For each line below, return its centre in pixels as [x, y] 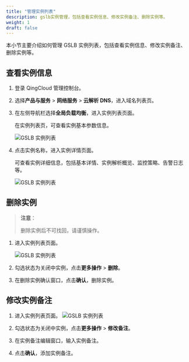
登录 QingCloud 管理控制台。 [49, 88]
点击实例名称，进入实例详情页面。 [55, 151]
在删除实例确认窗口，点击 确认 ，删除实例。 [66, 280]
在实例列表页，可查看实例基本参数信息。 [63, 125]
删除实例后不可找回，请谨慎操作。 [61, 230]
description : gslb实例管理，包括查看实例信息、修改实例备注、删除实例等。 [87, 17]
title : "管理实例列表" [31, 11]
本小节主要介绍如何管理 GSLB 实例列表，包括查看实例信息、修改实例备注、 [96, 45]
